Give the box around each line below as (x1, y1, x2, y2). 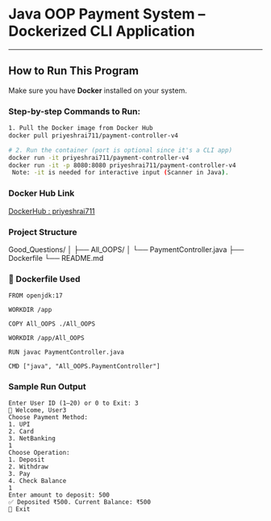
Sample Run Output (8, 381, 86, 393)
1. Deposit (8, 456, 45, 464)
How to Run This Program (8, 64, 140, 78)
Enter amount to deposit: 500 (8, 491, 110, 499)
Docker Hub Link (8, 187, 75, 199)
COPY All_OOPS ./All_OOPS (8, 320, 95, 328)
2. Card (8, 427, 35, 436)
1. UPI (8, 421, 31, 429)
